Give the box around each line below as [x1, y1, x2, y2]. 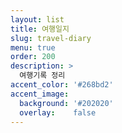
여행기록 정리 [19, 71, 66, 81]
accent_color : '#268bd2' [10, 80, 114, 90]
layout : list [10, 14, 65, 25]
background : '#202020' [19, 98, 114, 108]
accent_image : [10, 89, 70, 99]
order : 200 [10, 52, 56, 62]
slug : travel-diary [10, 33, 92, 43]
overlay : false [19, 107, 97, 118]
